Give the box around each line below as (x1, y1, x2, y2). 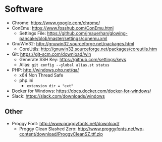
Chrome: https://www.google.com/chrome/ (11, 20, 100, 26)
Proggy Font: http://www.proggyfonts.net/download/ (11, 120, 120, 126)
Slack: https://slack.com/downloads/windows (11, 93, 105, 99)
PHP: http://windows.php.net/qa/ (11, 67, 79, 72)
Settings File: (19, 30, 46, 36)
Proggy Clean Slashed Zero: (19, 126, 77, 132)
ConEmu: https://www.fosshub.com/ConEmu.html (11, 25, 114, 31)
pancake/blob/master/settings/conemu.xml (19, 35, 108, 41)
